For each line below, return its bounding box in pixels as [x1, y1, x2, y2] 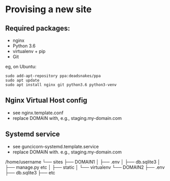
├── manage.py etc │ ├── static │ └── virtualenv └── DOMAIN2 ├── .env [5, 164, 165, 170]
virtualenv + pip [12, 48, 46, 54]
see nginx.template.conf [12, 110, 63, 116]
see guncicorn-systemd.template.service [12, 143, 99, 149]
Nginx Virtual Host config [5, 96, 87, 105]
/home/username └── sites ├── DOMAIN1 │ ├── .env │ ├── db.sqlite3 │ [5, 159, 161, 165]
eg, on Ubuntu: [5, 64, 37, 69]
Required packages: [5, 24, 70, 33]
